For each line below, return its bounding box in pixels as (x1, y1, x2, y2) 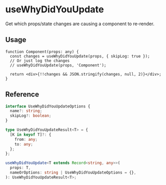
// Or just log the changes (10, 58, 70, 63)
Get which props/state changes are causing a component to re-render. (5, 21, 155, 27)
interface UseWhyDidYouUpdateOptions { (5, 104, 91, 109)
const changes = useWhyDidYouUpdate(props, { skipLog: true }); (10, 53, 150, 59)
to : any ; (14, 141, 33, 147)
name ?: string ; (10, 108, 43, 114)
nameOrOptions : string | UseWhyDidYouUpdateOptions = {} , (10, 170, 137, 175)
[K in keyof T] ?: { (10, 132, 52, 137)
